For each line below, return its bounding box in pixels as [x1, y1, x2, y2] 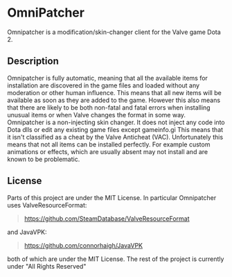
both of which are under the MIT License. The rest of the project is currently [7, 255, 224, 263]
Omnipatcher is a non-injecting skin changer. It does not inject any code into [7, 118, 225, 126]
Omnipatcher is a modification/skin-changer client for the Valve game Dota [7, 28, 222, 36]
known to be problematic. [7, 155, 80, 163]
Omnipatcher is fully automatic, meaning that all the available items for [7, 74, 208, 82]
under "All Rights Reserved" [7, 262, 87, 270]
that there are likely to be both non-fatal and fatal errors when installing [7, 103, 211, 112]
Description [7, 56, 59, 67]
